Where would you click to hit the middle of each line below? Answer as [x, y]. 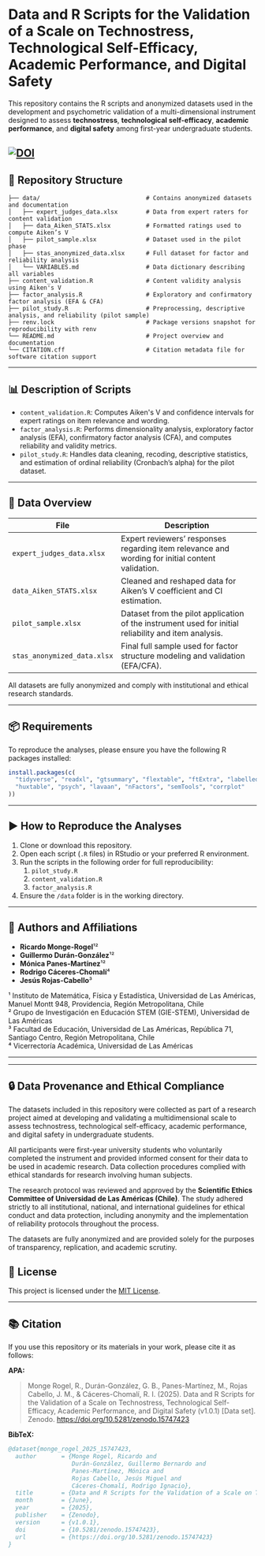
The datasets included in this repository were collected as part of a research [132, 1109]
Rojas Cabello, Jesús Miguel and [126, 1478]
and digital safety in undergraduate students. [81, 1134]
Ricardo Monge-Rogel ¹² [59, 947]
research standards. [41, 693]
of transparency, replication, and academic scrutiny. [93, 1247]
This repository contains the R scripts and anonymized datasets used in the [131, 103]
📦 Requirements [50, 727]
